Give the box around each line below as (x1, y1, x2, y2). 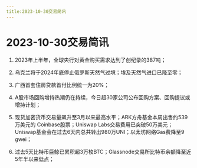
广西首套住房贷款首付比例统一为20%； (14, 81, 109, 88)
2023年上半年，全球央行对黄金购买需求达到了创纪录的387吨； (14, 56, 166, 63)
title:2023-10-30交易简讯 (6, 8, 67, 15)
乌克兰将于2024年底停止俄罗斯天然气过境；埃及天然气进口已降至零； (14, 69, 183, 76)
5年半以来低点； (14, 155, 55, 162)
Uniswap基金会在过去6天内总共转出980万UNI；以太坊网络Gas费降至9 (14, 128, 185, 135)
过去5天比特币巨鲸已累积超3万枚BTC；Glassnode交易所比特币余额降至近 (14, 148, 192, 155)
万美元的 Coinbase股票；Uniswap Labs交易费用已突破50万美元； (14, 121, 173, 128)
